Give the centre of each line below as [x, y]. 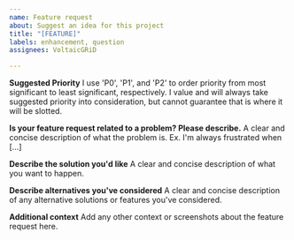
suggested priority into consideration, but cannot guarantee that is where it [146, 101]
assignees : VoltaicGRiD [53, 50]
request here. [34, 227]
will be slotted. [36, 111]
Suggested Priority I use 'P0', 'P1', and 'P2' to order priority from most [138, 83]
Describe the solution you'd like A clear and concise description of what [143, 164]
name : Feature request [51, 17]
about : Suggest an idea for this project [87, 26]
